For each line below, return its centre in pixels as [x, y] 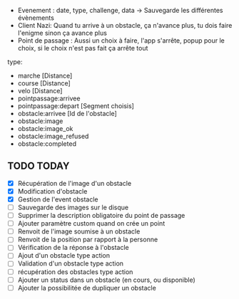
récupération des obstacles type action [75, 272]
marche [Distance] [45, 75]
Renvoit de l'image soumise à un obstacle [79, 231]
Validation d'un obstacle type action [70, 263]
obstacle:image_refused [53, 136]
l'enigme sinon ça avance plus [62, 33]
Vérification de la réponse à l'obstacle [73, 248]
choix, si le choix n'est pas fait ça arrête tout [83, 48]
